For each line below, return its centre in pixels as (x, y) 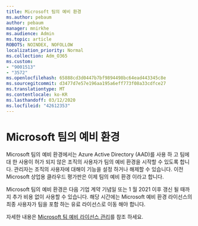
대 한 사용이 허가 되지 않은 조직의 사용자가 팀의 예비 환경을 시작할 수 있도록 (92, 162)
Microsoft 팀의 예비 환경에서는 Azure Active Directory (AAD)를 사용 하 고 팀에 (98, 155)
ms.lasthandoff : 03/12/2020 (41, 100)
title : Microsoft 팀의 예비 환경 (44, 12)
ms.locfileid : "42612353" (38, 106)
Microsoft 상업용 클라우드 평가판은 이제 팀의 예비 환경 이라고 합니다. (85, 177)
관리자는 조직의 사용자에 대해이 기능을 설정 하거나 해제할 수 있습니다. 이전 (99, 169)
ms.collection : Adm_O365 (37, 56)
